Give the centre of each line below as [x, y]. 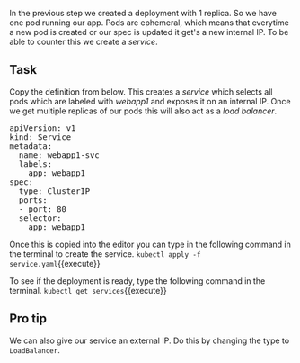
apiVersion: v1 [43, 128]
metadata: [31, 146]
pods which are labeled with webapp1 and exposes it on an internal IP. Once [150, 101]
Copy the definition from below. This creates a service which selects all [141, 91]
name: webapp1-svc [59, 155]
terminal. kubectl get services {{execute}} [88, 290]
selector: [40, 218]
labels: [35, 164]
